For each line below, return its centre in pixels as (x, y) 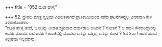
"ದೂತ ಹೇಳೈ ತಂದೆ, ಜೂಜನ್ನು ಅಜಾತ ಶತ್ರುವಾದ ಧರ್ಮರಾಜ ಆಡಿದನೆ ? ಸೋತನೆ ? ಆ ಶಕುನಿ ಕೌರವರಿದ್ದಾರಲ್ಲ (81, 28)
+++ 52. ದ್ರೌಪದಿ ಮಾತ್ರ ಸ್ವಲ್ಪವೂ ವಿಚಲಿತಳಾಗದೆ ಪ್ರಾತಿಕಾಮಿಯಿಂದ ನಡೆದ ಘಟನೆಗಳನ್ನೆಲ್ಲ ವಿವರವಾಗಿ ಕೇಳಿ (79, 17)
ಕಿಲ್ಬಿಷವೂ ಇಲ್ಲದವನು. (20, 39)
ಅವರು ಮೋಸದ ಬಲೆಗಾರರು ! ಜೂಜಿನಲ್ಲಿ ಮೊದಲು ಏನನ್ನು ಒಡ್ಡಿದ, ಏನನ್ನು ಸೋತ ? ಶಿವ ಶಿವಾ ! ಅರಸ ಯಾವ (81, 33)
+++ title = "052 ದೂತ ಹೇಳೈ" (31, 7)
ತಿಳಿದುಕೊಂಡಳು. (17, 22)
